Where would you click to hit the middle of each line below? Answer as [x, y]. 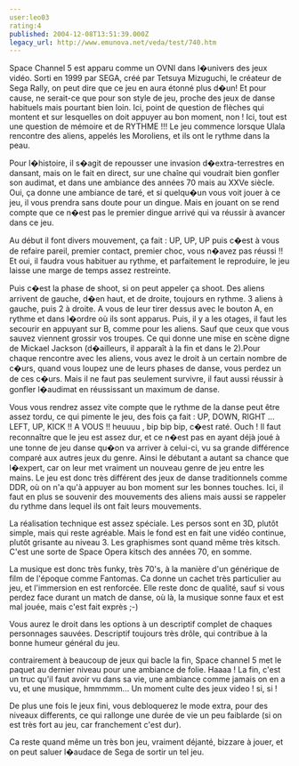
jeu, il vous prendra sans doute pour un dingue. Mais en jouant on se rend [145, 203]
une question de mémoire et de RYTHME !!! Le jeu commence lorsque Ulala [147, 126]
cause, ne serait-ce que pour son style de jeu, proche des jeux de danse [142, 98]
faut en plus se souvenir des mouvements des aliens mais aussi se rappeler [148, 497]
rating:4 [25, 26]
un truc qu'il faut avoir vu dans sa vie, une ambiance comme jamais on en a [147, 679]
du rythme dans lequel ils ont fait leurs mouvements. [105, 506]
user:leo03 [29, 17]
